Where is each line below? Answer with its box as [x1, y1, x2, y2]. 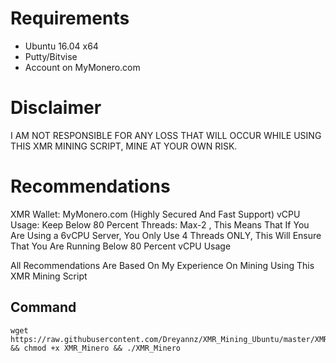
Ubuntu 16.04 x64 [24, 40, 99, 52]
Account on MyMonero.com [24, 61, 141, 73]
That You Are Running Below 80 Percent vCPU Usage [10, 240, 232, 252]
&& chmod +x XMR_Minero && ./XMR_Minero [10, 343, 182, 353]
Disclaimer [10, 97, 102, 119]
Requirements [10, 7, 130, 30]
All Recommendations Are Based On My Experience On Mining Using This [10, 259, 315, 271]
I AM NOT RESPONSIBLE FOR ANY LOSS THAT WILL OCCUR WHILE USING [10, 129, 322, 141]
